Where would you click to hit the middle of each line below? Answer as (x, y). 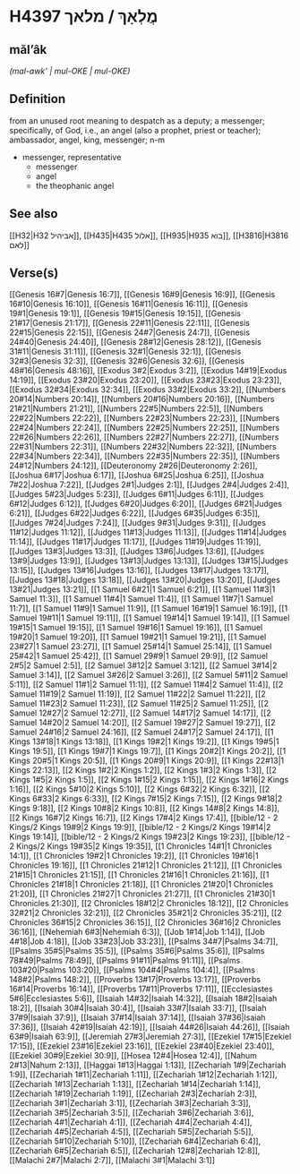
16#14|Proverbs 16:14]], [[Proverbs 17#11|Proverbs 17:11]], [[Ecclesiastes (141, 989)
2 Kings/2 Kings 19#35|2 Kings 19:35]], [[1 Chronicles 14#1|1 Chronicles (141, 846)
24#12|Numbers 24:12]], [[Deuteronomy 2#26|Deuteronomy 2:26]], (133, 466)
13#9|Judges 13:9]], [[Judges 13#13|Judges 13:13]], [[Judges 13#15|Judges (149, 561)
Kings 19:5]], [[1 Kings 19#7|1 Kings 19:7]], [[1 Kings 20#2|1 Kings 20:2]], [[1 (148, 751)
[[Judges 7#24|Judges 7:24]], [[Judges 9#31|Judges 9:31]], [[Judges (138, 523)
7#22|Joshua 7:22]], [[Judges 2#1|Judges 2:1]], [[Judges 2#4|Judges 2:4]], (149, 484)
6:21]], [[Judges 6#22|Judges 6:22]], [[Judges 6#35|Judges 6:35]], (135, 513)
